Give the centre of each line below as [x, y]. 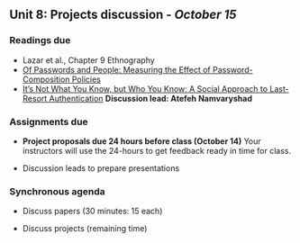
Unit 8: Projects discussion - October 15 [123, 15]
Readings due [40, 40]
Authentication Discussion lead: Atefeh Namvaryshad [150, 98]
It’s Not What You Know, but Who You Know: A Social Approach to [145, 88]
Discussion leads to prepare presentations [101, 168]
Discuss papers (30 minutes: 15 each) [92, 211]
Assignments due [49, 121]
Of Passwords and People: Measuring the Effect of [117, 69]
